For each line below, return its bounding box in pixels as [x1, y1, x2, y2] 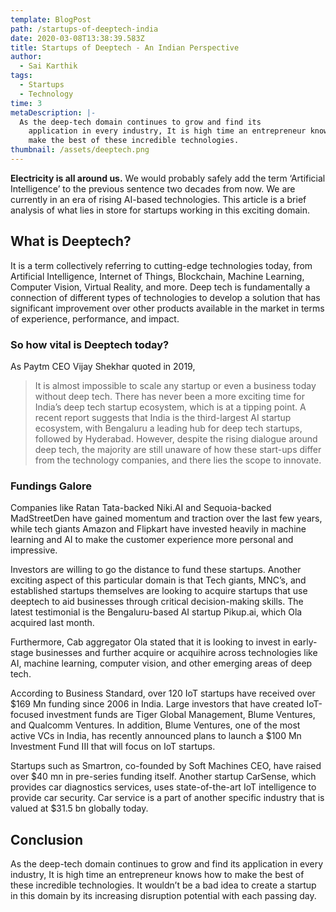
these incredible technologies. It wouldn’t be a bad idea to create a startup [10, 879, 317, 891]
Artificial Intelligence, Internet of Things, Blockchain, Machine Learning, [10, 270, 305, 282]
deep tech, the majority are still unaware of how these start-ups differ [34, 443, 322, 455]
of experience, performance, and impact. [10, 312, 180, 325]
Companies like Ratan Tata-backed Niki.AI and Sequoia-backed [10, 502, 272, 514]
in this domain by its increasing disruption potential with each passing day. [10, 890, 317, 902]
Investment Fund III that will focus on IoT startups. [10, 741, 216, 753]
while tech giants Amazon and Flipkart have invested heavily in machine [10, 523, 307, 535]
